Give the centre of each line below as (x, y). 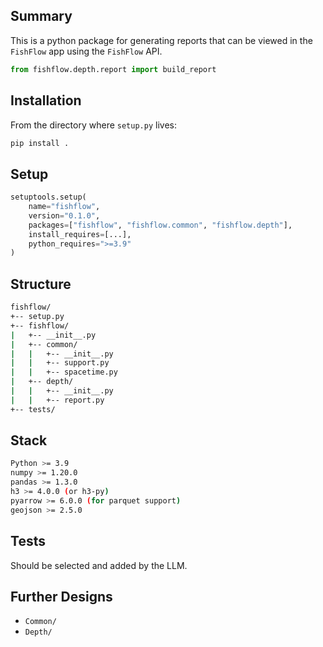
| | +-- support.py (60, 363)
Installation (46, 100)
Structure (41, 284)
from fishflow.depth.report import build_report (113, 69)
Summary (41, 16)
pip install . (40, 143)
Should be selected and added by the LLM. (99, 565)
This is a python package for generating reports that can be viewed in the (161, 40)
